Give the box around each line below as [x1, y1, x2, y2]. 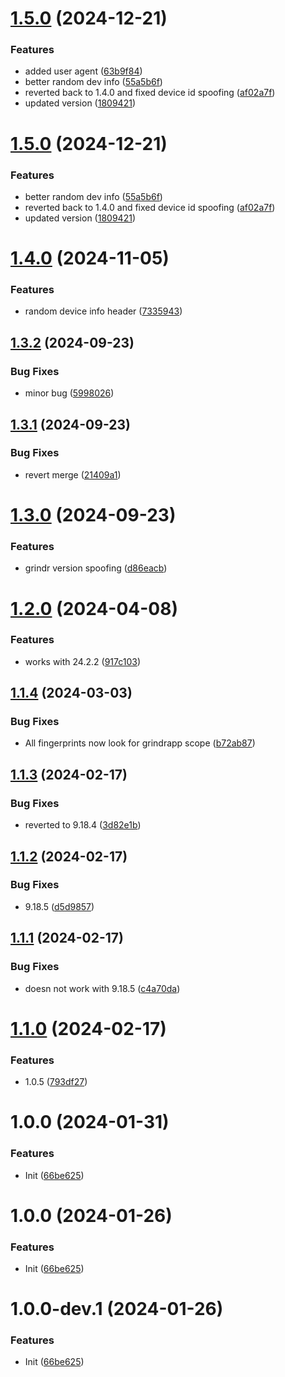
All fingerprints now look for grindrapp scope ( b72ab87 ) [24, 737, 256, 749]
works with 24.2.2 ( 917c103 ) [24, 655, 142, 667]
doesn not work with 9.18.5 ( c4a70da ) [24, 982, 181, 994]
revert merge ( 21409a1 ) [24, 468, 122, 481]
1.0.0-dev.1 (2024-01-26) [10, 1298, 224, 1321]
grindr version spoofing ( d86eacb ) [24, 562, 168, 574]
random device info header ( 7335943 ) [24, 305, 183, 317]
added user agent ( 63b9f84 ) [24, 65, 143, 77]
